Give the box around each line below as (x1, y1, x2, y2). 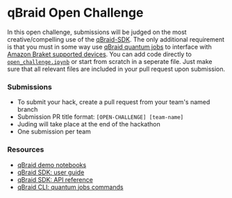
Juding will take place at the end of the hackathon (17, 120, 161, 129)
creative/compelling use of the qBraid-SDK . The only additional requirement (7, 35, 224, 43)
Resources (7, 145, 44, 154)
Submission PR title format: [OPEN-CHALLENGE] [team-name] (17, 113, 184, 121)
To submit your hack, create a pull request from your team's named (17, 98, 210, 106)
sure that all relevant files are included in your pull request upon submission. (7, 65, 226, 73)
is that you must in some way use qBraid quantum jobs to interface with (7, 42, 212, 51)
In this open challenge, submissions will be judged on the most (7, 28, 187, 36)
